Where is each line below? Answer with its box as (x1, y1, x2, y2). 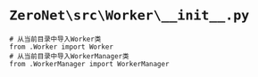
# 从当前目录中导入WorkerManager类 (9, 51, 129, 60)
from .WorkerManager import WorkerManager (9, 59, 170, 68)
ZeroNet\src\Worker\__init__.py (9, 7, 250, 24)
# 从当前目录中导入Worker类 (9, 35, 102, 43)
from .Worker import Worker (9, 42, 114, 51)
